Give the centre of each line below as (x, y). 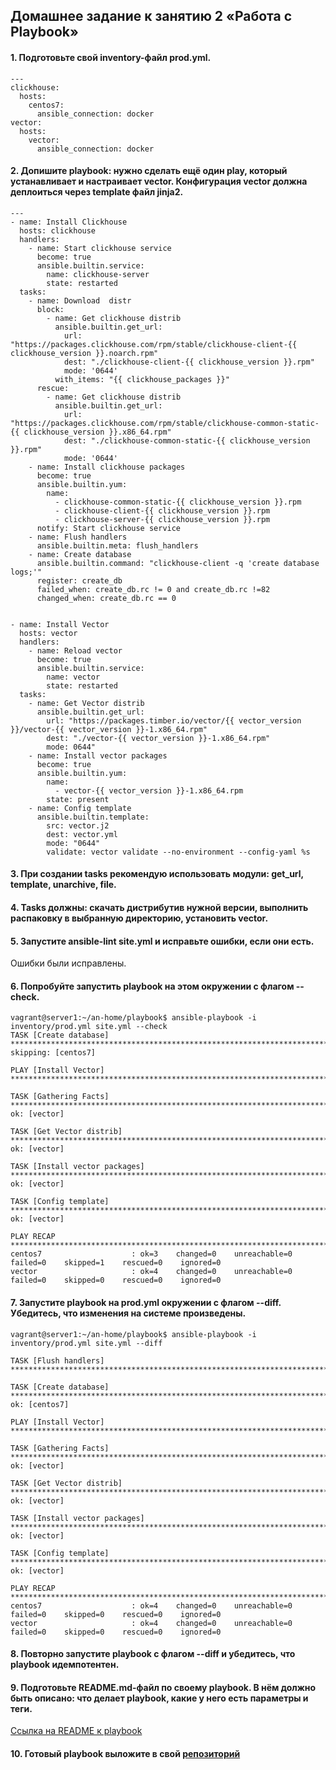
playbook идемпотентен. (65, 1665)
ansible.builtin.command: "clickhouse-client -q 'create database (178, 563)
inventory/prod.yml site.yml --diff (86, 1343)
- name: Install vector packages (98, 755)
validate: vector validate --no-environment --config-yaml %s (178, 852)
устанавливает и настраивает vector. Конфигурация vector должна (159, 181)
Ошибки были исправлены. (68, 963)
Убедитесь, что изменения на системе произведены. (128, 1313)
